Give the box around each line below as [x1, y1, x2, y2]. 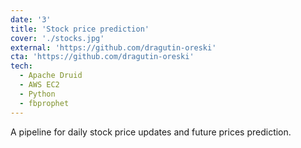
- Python [19, 89, 56, 99]
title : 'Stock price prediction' [10, 24, 150, 34]
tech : [10, 61, 33, 71]
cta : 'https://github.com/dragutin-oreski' [10, 52, 195, 62]
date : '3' [10, 14, 52, 25]
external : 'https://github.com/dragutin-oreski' [10, 42, 217, 53]
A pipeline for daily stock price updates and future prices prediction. [10, 126, 292, 138]
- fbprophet [19, 98, 70, 108]
